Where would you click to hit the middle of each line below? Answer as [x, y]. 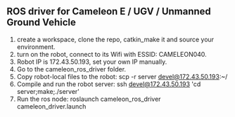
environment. [36, 47]
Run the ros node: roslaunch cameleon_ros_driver [89, 99]
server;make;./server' [48, 91]
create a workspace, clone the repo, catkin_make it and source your [115, 39]
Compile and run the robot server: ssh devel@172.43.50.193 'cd [109, 84]
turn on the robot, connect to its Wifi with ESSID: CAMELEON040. [112, 54]
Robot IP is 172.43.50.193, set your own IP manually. [92, 62]
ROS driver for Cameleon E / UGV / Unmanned [109, 12]
